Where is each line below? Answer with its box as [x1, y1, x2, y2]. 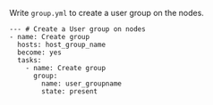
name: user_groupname [41, 79, 123, 88]
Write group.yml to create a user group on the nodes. [9, 8, 204, 18]
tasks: [17, 56, 42, 65]
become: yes [17, 48, 63, 57]
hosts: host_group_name [17, 40, 106, 49]
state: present [41, 87, 98, 96]
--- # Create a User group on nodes [9, 25, 146, 34]
